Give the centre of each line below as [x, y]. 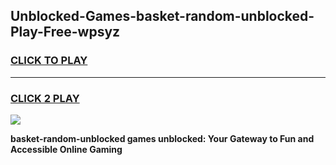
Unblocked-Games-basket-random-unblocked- [162, 16]
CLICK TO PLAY [49, 61]
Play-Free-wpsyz [65, 32]
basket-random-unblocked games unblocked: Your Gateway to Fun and [162, 138]
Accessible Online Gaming [66, 149]
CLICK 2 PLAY [45, 98]
